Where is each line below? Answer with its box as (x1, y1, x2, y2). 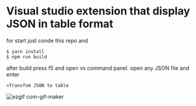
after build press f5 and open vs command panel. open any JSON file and (6, 64, 189, 72)
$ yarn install (6, 48, 45, 55)
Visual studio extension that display (6, 4, 191, 18)
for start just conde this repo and (6, 37, 88, 44)
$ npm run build (6, 54, 47, 60)
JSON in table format (6, 17, 114, 31)
